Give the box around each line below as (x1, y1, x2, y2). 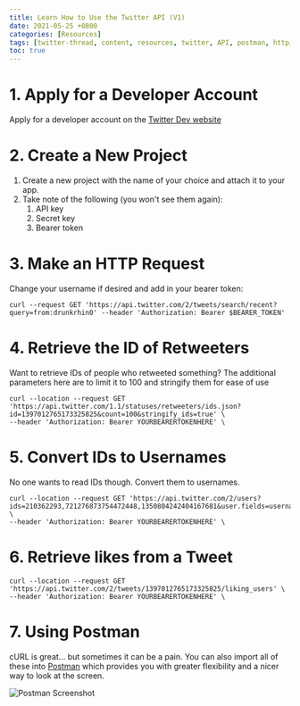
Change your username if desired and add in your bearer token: (9, 283, 244, 294)
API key (35, 203, 64, 214)
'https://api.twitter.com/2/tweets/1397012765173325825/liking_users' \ (9, 584, 286, 594)
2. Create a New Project (9, 145, 187, 166)
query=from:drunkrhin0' (9, 308, 98, 317)
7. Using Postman (9, 621, 140, 642)
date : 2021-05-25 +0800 (9, 21, 98, 30)
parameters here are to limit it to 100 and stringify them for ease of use (9, 377, 270, 387)
